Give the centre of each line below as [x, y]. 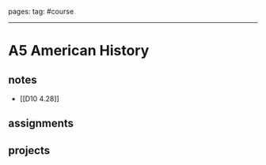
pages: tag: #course [41, 11]
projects [29, 150]
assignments [41, 124]
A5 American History [79, 51]
